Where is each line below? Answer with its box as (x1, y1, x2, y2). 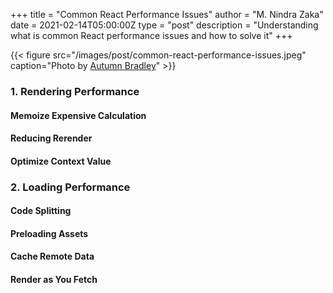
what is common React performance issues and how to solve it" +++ (10, 30, 293, 41)
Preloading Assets (10, 227, 89, 239)
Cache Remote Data (10, 250, 95, 263)
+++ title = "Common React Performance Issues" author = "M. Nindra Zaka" (10, 9, 324, 20)
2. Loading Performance (10, 180, 131, 194)
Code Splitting (10, 205, 72, 217)
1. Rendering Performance (10, 84, 140, 98)
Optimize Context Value (10, 155, 112, 167)
